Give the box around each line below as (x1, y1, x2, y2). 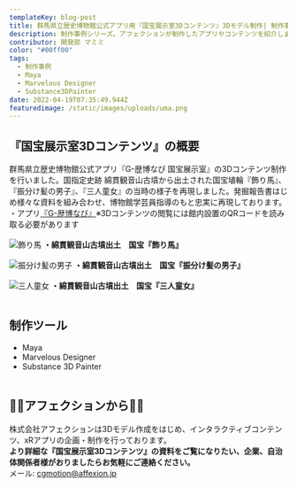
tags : (9, 54, 29, 63)
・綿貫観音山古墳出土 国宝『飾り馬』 (42, 240, 183, 251)
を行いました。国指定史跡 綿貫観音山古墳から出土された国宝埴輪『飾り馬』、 (9, 174, 286, 186)
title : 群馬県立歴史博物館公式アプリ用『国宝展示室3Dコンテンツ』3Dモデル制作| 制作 (9, 21, 285, 30)
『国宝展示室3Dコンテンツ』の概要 (9, 138, 200, 153)
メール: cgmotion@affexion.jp (9, 468, 118, 478)
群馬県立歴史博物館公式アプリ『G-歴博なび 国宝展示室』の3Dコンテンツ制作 (9, 164, 287, 174)
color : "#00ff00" (9, 46, 73, 55)
